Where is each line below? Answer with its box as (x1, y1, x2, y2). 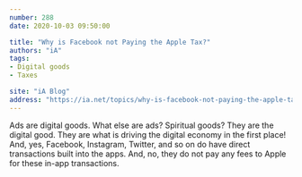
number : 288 (9, 13, 54, 22)
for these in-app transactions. (9, 157, 120, 168)
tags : (9, 55, 30, 63)
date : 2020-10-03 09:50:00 (9, 21, 111, 30)
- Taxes (9, 71, 39, 80)
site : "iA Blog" (9, 87, 70, 96)
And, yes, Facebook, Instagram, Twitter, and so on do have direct (9, 139, 251, 149)
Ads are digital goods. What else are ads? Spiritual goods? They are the (9, 120, 274, 131)
